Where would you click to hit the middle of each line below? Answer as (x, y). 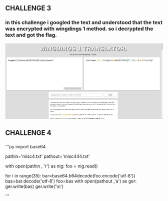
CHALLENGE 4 (28, 133)
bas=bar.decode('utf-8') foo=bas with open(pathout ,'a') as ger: (71, 181)
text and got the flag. (31, 35)
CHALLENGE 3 (28, 8)
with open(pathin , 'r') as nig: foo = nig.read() (52, 166)
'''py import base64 (25, 146)
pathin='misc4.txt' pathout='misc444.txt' (47, 156)
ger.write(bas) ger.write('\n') (34, 186)
